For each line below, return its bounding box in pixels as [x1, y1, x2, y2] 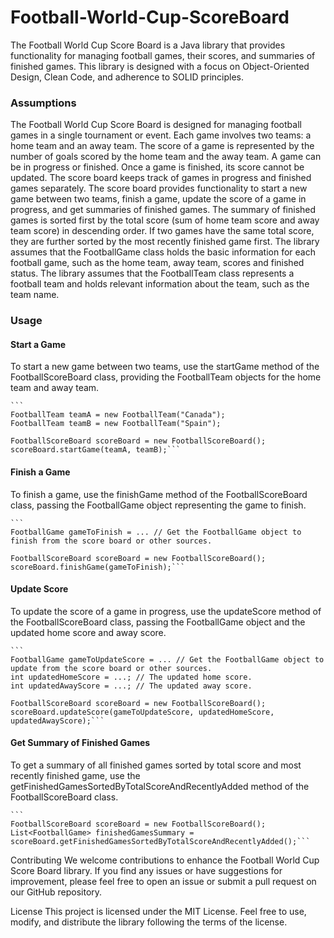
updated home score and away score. [10, 626, 167, 638]
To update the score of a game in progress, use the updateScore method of [10, 605, 322, 617]
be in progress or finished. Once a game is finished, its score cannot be [10, 161, 305, 173]
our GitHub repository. [10, 886, 103, 898]
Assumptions [10, 96, 77, 110]
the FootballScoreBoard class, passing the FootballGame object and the [10, 616, 306, 628]
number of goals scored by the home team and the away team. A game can [10, 151, 322, 163]
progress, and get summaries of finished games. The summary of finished [10, 204, 317, 216]
